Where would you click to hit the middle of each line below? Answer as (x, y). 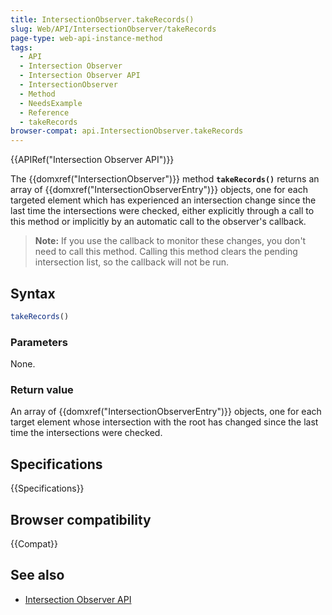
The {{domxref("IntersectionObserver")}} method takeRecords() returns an (165, 179)
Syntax (33, 293)
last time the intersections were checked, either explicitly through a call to (162, 211)
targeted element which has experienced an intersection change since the (163, 200)
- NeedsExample (51, 103)
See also (37, 575)
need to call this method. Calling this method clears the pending (166, 252)
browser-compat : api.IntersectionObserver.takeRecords (127, 131)
